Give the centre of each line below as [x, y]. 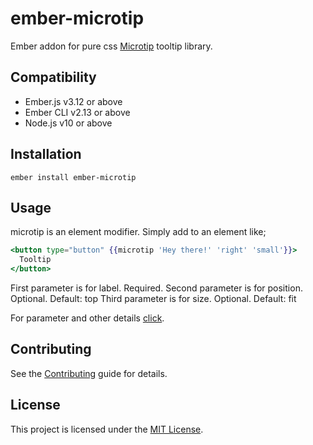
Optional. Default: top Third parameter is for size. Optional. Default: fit [153, 298]
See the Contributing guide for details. [89, 373]
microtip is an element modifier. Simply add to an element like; [138, 232]
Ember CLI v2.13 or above [77, 112]
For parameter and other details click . [87, 318]
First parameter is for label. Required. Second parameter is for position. [156, 288]
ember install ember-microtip [73, 177]
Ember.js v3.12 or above [73, 101]
